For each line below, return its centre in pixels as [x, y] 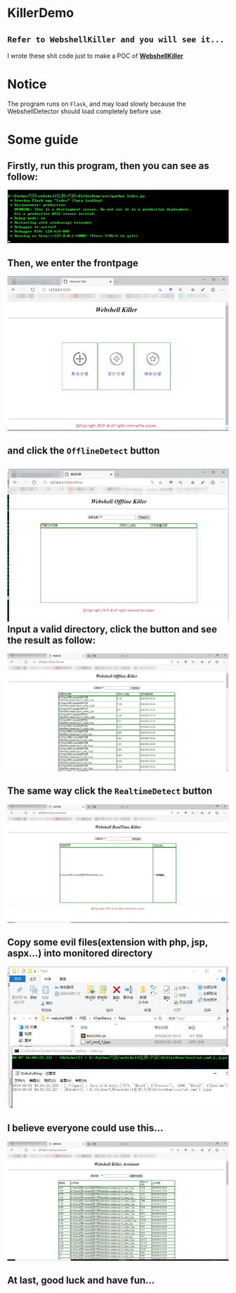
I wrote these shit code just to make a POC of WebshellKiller [96, 56]
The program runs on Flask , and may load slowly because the [97, 104]
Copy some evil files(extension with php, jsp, [108, 943]
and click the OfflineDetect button [84, 450]
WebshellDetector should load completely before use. [85, 111]
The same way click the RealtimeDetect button [110, 791]
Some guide [43, 140]
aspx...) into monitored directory [80, 953]
